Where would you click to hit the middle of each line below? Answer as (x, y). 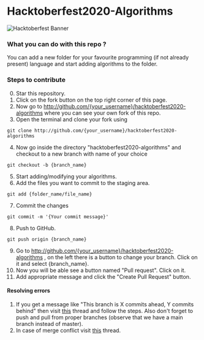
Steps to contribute (36, 80)
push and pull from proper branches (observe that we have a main (99, 317)
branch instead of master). (49, 323)
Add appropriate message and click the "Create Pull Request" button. (103, 276)
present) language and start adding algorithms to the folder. (82, 64)
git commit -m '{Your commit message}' (58, 217)
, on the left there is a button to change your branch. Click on (121, 257)
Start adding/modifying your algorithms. (66, 176)
